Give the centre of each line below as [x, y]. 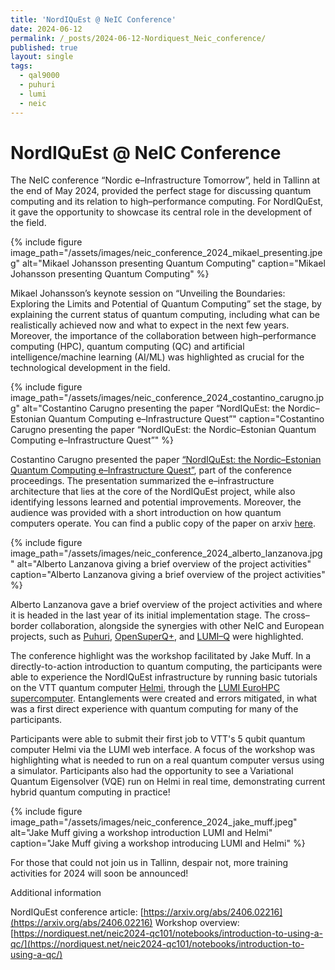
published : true [44, 47]
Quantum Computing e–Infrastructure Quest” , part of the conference [151, 470]
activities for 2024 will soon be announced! [99, 873]
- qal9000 [39, 76]
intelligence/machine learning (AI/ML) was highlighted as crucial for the [157, 357]
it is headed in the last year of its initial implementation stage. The [145, 615]
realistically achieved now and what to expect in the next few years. [150, 325]
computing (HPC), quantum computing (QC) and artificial [127, 347]
